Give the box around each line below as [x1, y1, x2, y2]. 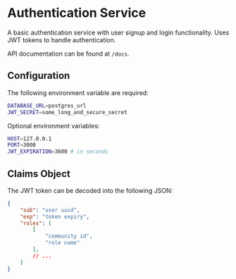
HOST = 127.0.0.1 [7, 135, 52, 142]
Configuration [7, 70, 70, 82]
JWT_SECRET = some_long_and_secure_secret [7, 108, 128, 116]
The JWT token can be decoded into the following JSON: [7, 186, 173, 194]
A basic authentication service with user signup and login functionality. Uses [7, 28, 230, 37]
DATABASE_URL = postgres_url [7, 102, 87, 109]
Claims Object [7, 168, 70, 180]
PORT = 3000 [7, 142, 37, 149]
